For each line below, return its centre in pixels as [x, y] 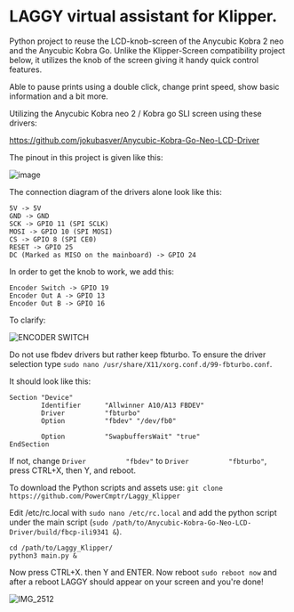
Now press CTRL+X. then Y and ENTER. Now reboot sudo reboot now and [143, 572]
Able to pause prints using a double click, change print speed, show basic [144, 86]
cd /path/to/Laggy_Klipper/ [61, 548]
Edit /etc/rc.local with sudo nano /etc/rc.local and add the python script [143, 512]
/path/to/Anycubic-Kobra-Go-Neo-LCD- [182, 523]
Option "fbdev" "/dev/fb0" [109, 420]
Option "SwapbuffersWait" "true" [121, 437]
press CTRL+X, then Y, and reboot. [72, 470]
